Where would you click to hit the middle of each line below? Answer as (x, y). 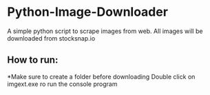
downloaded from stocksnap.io (51, 38)
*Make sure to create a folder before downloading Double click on (101, 76)
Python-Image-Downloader (88, 12)
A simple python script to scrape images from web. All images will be (105, 31)
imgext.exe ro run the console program (62, 84)
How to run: (33, 60)
